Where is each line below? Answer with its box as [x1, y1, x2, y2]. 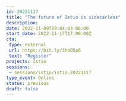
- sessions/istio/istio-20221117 [8, 70, 92, 75]
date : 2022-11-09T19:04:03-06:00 [6, 25, 89, 31]
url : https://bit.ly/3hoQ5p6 [8, 48, 81, 53]
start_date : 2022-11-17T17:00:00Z [6, 31, 92, 37]
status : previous [6, 81, 49, 87]
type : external [8, 42, 46, 48]
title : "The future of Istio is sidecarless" [6, 14, 121, 20]
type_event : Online [6, 75, 55, 81]
